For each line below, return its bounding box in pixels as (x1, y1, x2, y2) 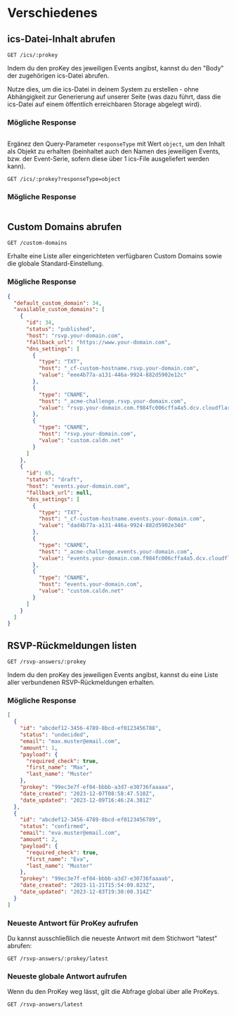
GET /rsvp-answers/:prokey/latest (7, 955, 109, 962)
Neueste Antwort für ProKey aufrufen (7, 918, 138, 928)
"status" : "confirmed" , (20, 823, 90, 830)
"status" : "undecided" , (20, 731, 90, 738)
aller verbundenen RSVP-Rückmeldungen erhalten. (7, 678, 155, 687)
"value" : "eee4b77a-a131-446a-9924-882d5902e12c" (38, 372, 188, 379)
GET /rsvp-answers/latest (7, 1001, 83, 1008)
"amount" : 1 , (20, 744, 58, 751)
